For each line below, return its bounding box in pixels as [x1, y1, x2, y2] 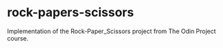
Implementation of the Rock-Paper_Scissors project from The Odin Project [7, 27, 217, 35]
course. [7, 34, 29, 42]
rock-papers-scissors [7, 5, 135, 20]
